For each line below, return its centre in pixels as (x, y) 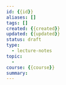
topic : (14, 56)
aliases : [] (21, 17)
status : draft (24, 40)
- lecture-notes (32, 51)
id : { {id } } (20, 12)
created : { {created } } (33, 28)
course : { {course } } (31, 67)
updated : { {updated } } (33, 34)
